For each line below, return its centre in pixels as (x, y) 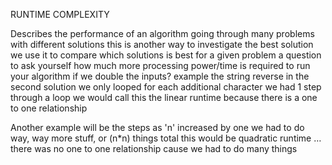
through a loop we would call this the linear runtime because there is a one (164, 97)
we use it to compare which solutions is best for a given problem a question (166, 55)
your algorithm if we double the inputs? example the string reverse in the (160, 76)
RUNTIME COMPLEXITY (60, 14)
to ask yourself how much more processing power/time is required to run (160, 65)
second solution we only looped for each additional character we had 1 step (166, 87)
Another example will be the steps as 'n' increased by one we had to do (157, 127)
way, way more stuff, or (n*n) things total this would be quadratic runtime (161, 138)
